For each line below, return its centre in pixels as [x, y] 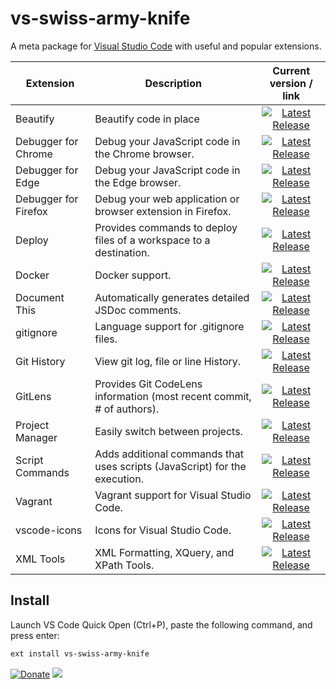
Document [40, 297]
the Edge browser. [138, 182]
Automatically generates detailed [172, 297]
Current [291, 70]
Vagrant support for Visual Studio [173, 495]
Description [173, 83]
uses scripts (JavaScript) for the [170, 466]
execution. [119, 479]
